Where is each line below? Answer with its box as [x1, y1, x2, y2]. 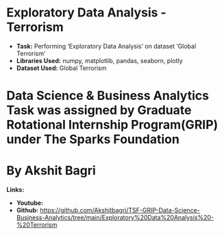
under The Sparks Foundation [6, 132, 179, 147]
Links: [6, 186, 25, 194]
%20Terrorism [16, 221, 58, 229]
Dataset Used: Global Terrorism [16, 64, 107, 72]
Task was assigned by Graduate [6, 103, 192, 118]
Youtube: [16, 199, 44, 207]
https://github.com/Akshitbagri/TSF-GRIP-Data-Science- [40, 206, 200, 214]
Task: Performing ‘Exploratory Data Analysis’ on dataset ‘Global [16, 42, 197, 50]
